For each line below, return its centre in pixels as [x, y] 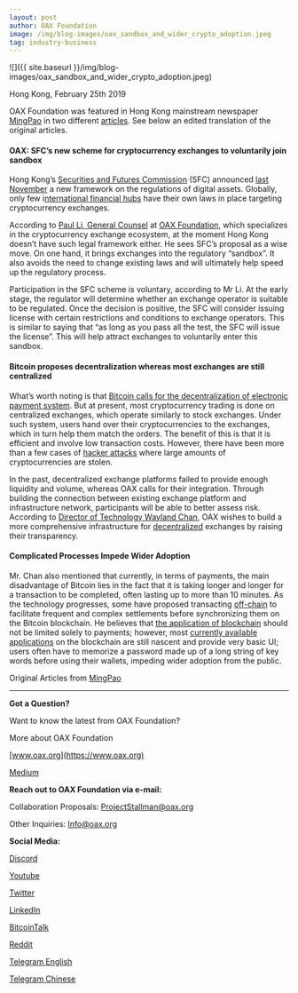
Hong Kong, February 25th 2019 [68, 94]
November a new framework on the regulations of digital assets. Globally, [143, 189]
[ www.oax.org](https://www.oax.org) [77, 755]
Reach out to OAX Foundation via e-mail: [86, 789]
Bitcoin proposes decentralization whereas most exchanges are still [137, 367]
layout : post [33, 17]
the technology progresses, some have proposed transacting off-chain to [143, 604]
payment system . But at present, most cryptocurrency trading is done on [142, 405]
